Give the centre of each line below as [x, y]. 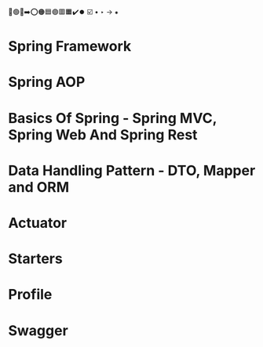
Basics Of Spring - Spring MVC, [113, 118]
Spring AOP [47, 82]
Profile [30, 295]
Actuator [38, 223]
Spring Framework [70, 47]
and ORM [39, 187]
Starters [35, 259]
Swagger [38, 330]
